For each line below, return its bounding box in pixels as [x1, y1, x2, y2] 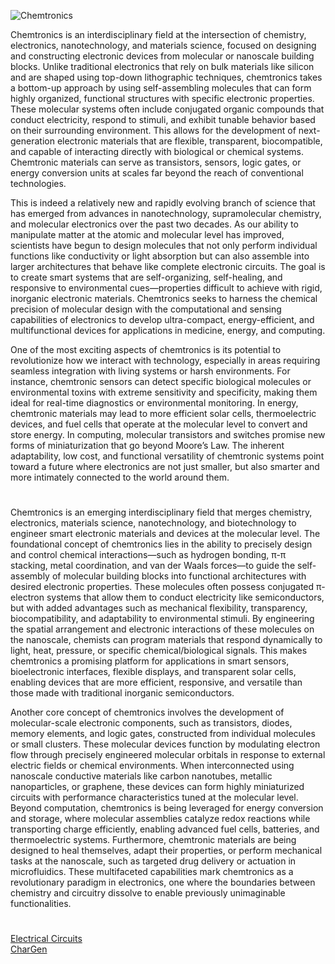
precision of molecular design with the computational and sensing [10, 303, 282, 315]
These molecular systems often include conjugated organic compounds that [10, 103, 325, 115]
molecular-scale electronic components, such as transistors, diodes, [10, 717, 293, 729]
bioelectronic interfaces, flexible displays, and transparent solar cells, [10, 666, 297, 678]
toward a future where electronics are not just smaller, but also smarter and [10, 461, 320, 472]
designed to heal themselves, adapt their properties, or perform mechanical [10, 845, 323, 857]
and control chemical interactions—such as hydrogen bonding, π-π [10, 549, 287, 561]
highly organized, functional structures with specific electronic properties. [10, 93, 315, 104]
